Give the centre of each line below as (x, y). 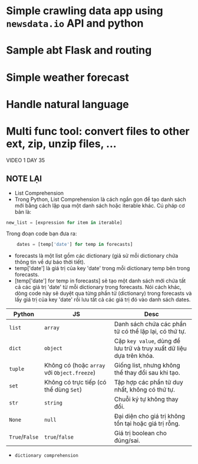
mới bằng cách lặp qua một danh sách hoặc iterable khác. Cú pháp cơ (100, 205)
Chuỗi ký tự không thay (146, 399)
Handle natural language (68, 104)
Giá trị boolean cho (140, 433)
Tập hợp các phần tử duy (149, 383)
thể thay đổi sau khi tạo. (147, 373)
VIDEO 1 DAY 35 (26, 160)
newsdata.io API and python (75, 23)
